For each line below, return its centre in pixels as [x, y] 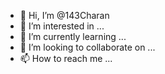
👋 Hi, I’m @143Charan [64, 15]
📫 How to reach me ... [66, 58]
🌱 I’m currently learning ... [73, 36]
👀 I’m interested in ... [62, 26]
